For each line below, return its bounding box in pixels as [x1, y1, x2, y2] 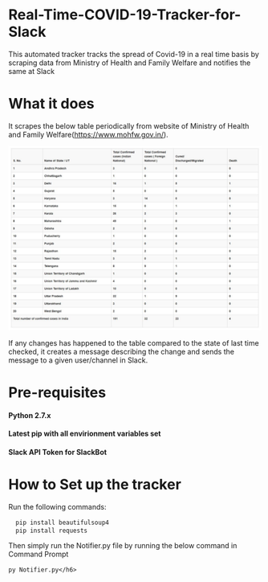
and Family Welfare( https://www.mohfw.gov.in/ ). [8, 129, 169, 139]
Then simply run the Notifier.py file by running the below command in [8, 540, 238, 550]
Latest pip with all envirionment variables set [8, 428, 161, 439]
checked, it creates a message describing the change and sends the [8, 347, 235, 357]
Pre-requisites [8, 383, 107, 402]
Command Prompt [8, 549, 69, 559]
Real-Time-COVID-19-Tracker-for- [8, 6, 242, 24]
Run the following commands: [8, 502, 107, 511]
